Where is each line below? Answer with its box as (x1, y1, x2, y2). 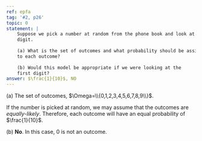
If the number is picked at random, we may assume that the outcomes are (6, 104, 189, 111)
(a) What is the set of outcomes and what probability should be (17, 48, 185, 54)
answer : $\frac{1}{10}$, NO (6, 76, 77, 82)
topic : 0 (6, 20, 28, 26)
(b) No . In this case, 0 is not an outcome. (6, 128, 107, 136)
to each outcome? (17, 53, 61, 59)
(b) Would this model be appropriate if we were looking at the (17, 64, 182, 71)
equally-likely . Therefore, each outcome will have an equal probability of (6, 110, 185, 118)
